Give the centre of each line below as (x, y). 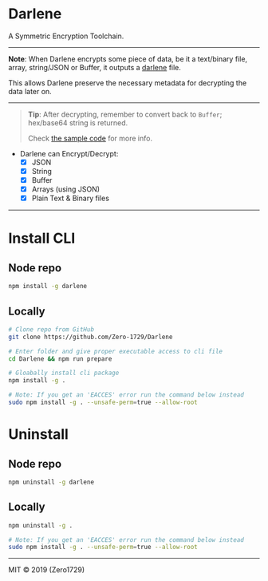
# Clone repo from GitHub (51, 329)
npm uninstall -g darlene (51, 482)
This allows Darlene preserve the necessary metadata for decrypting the (128, 83)
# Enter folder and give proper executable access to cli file (116, 351)
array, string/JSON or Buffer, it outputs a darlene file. (95, 67)
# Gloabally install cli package (64, 373)
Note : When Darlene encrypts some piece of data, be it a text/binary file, (128, 59)
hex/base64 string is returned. (78, 123)
